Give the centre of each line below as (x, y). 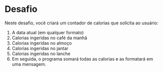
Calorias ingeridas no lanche (41, 54)
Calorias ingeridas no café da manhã (49, 38)
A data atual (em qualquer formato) (48, 32)
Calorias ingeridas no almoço (42, 43)
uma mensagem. (29, 64)
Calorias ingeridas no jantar (40, 48)
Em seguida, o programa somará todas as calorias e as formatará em (82, 59)
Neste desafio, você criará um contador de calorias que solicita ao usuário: (81, 23)
